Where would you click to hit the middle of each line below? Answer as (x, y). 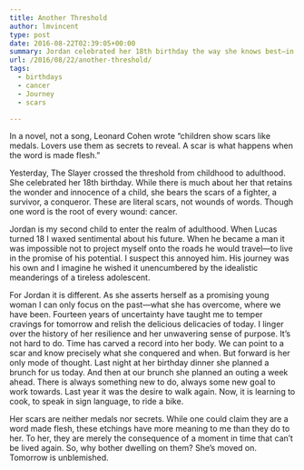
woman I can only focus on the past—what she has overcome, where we (145, 305)
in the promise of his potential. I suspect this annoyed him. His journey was (149, 258)
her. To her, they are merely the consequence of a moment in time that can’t (151, 438)
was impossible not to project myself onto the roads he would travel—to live (151, 249)
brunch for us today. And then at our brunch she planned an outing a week (149, 373)
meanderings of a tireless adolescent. (80, 277)
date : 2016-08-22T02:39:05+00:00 (73, 43)
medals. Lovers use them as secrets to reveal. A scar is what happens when (151, 145)
